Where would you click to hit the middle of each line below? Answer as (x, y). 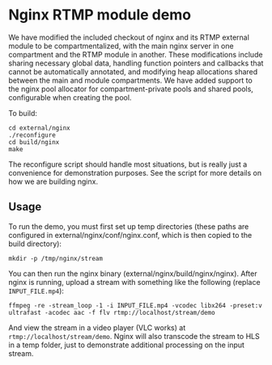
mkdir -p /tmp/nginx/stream (56, 258)
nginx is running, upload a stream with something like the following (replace (134, 282)
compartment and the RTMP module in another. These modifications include (136, 54)
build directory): (35, 244)
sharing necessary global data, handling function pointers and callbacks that (136, 63)
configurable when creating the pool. (70, 97)
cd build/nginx (34, 142)
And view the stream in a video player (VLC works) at (97, 327)
